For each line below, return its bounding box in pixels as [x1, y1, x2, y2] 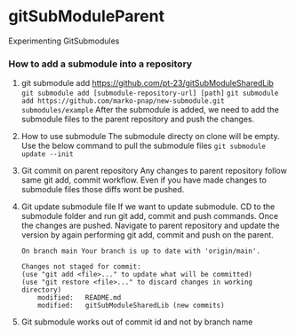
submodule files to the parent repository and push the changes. [20, 113, 255, 125]
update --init [20, 150, 74, 159]
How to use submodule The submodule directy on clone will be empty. [20, 131, 281, 142]
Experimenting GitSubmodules [8, 35, 120, 46]
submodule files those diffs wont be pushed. [20, 184, 185, 195]
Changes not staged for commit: [20, 262, 141, 271]
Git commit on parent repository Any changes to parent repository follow [20, 166, 288, 176]
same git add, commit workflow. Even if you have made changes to [20, 175, 268, 185]
